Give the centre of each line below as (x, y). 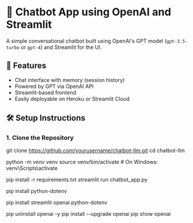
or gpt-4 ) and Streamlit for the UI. (61, 47)
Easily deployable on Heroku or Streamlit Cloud (72, 99)
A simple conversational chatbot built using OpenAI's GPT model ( (86, 41)
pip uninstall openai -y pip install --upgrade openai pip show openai (89, 214)
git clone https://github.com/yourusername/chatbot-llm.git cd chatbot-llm (96, 150)
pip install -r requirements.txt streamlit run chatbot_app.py (77, 180)
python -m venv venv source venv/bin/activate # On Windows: (82, 162)
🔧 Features (26, 66)
